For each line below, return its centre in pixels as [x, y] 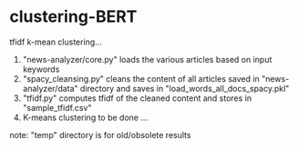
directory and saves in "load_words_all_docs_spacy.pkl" [185, 88]
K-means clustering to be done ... [85, 117]
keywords [41, 69]
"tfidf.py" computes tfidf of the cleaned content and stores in [137, 98]
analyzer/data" [51, 88]
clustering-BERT [73, 17]
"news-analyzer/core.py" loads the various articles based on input [147, 59]
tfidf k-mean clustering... [56, 42]
